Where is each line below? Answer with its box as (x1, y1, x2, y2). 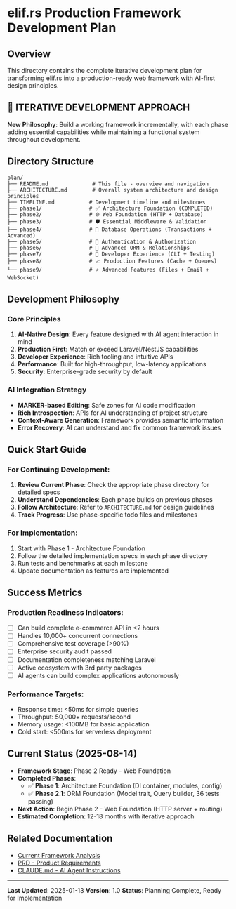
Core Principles (7, 314, 61, 324)
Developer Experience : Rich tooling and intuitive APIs (17, 352, 173, 361)
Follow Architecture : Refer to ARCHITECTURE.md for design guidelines (17, 503, 214, 512)
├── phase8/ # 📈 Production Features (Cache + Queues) (7, 258, 218, 265)
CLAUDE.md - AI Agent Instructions (17, 865, 121, 875)
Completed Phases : (17, 774, 76, 782)
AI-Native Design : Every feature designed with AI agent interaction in (17, 330, 219, 338)
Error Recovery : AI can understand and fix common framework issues (17, 423, 221, 432)
